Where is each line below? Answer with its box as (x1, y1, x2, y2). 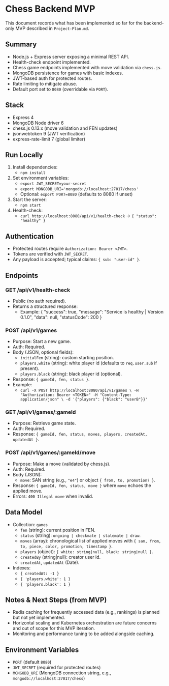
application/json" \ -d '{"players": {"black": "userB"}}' (20, 397, 148, 402)
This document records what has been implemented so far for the (5, 20, 143, 26)
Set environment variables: (12, 175, 69, 181)
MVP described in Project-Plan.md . (15, 25, 90, 31)
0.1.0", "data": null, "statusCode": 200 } (20, 314, 102, 320)
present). (20, 365, 40, 371)
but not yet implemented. (12, 614, 65, 621)
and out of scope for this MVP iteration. (12, 625, 95, 632)
